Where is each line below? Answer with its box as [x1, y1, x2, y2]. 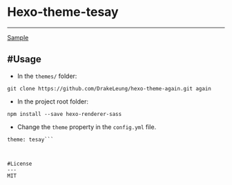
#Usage [7, 53, 41, 66]
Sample [7, 33, 29, 41]
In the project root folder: [17, 97, 88, 106]
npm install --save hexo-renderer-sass [7, 110, 122, 117]
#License [7, 160, 32, 167]
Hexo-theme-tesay [7, 4, 119, 20]
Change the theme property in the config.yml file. [17, 122, 157, 131]
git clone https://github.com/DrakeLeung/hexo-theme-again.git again [7, 85, 212, 92]
